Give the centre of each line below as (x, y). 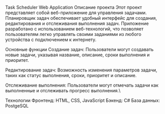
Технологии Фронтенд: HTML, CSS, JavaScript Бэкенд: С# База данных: (83, 100)
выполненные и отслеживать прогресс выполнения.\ (63, 90)
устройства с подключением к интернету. (51, 40)
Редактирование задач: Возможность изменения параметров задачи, (81, 70)
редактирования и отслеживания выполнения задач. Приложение (77, 23)
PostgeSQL (17, 106)
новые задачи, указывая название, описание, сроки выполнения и (78, 55)
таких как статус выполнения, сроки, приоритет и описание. (71, 75)
